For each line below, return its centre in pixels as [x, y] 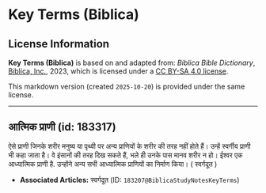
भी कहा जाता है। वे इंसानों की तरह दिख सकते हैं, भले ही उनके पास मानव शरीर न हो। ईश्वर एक [125, 155]
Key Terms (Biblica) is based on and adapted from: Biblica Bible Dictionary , [132, 62]
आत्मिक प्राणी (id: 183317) [62, 127]
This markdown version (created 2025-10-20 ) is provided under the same [127, 86]
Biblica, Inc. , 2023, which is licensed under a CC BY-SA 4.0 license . [118, 71]
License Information [59, 44]
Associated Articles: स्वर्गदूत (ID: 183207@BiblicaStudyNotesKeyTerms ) [129, 180]
